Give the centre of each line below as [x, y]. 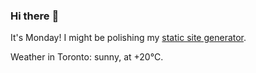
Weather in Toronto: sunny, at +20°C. [87, 57]
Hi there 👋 [35, 16]
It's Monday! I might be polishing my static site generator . [128, 38]
